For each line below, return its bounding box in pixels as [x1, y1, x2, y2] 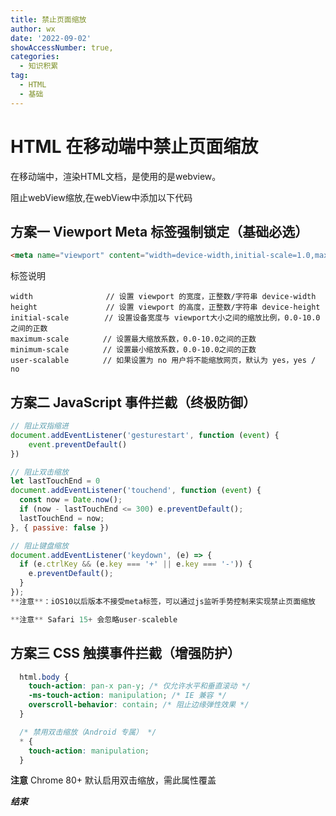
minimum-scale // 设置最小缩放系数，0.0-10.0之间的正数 [10, 345, 257, 355]
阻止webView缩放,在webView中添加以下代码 [10, 191, 193, 203]
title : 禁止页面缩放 [10, 14, 87, 25]
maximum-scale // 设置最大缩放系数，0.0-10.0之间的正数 [10, 334, 257, 345]
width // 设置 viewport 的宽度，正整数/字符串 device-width [10, 292, 317, 302]
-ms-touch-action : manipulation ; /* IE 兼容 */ [28, 691, 227, 701]
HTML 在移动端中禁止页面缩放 [10, 135, 259, 158]
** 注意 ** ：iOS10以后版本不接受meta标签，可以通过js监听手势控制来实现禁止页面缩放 [10, 596, 316, 606]
